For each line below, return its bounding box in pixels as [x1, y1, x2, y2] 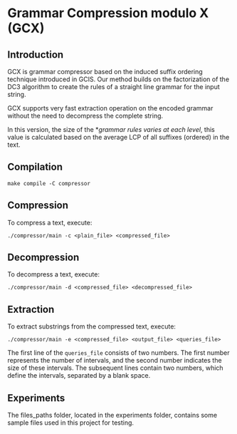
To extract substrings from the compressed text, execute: [7, 322, 177, 331]
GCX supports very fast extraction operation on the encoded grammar [7, 104, 214, 112]
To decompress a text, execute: [7, 270, 100, 279]
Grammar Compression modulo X [7, 5, 209, 21]
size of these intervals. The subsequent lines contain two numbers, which [7, 363, 223, 372]
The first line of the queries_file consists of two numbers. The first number [7, 348, 230, 357]
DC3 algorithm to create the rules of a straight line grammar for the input [7, 83, 220, 91]
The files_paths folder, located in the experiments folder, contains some [7, 411, 218, 420]
